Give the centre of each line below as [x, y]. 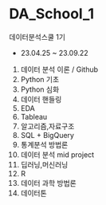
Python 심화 [40, 89]
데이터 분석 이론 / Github [59, 69]
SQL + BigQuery [47, 135]
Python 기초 [40, 79]
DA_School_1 [52, 14]
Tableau [34, 116]
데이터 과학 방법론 [48, 183]
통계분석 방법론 [44, 144]
